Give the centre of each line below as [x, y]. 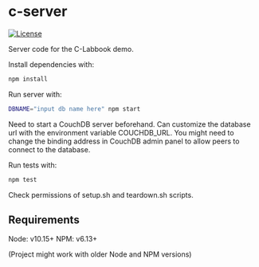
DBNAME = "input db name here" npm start [75, 109]
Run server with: [35, 94]
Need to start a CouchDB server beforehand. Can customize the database [129, 124]
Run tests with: [33, 165]
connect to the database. [49, 149]
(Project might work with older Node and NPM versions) [100, 254]
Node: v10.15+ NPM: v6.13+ [53, 239]
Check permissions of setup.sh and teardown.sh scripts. [101, 194]
